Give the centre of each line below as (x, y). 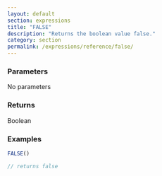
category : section (34, 40)
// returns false (33, 166)
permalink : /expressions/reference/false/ (70, 47)
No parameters (29, 87)
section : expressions (39, 20)
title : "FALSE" (30, 27)
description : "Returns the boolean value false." (82, 34)
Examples (25, 139)
